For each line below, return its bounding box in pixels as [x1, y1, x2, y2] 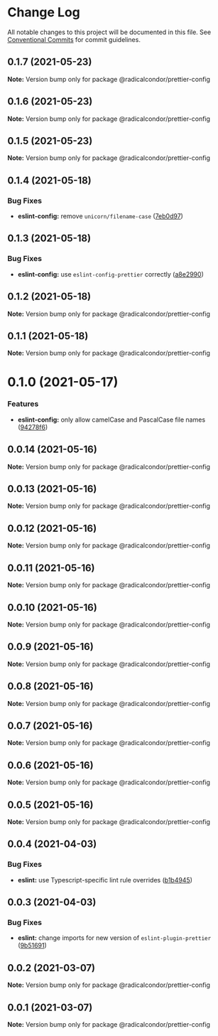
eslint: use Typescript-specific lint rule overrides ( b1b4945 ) [17, 875, 193, 884]
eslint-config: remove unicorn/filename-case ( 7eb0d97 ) [17, 212, 183, 220]
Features [7, 399, 39, 409]
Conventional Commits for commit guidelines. [7, 35, 141, 43]
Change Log [7, 4, 80, 21]
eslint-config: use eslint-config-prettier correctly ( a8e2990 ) [17, 269, 204, 278]
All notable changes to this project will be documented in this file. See [7, 28, 212, 36]
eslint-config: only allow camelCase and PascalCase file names [17, 415, 206, 424]
